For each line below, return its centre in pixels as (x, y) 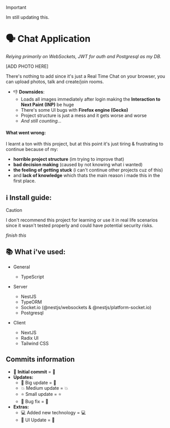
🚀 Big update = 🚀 (39, 383)
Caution (14, 210)
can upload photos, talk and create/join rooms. (55, 82)
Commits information (40, 359)
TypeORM (31, 302)
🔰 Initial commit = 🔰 (34, 371)
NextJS (29, 332)
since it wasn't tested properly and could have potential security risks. (80, 225)
